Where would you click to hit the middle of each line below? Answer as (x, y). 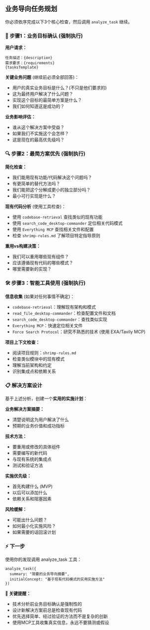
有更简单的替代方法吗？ (36, 184)
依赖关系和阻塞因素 (32, 499)
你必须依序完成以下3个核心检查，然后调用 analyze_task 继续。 (69, 22)
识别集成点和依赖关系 (34, 371)
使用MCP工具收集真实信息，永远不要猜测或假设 (61, 623)
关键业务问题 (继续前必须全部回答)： (42, 77)
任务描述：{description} (29, 58)
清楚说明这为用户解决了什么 (41, 419)
